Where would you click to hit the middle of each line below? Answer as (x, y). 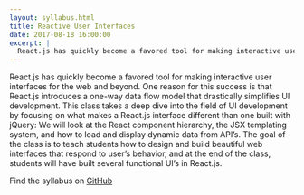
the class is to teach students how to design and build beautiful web (136, 144)
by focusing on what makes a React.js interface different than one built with (150, 116)
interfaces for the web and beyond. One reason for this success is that (141, 87)
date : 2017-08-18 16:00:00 (60, 34)
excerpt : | (30, 43)
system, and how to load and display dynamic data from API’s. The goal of (147, 135)
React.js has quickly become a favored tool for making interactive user (141, 77)
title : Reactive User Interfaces (72, 26)
